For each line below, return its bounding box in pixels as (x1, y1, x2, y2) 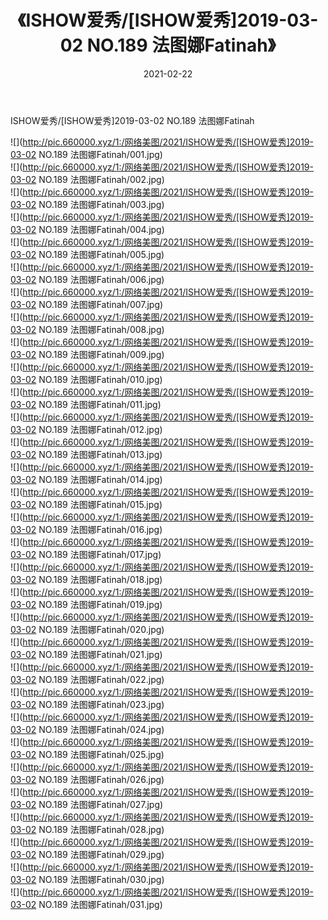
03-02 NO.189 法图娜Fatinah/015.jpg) (10, 498, 163, 510)
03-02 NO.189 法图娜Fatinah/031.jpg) (10, 898, 163, 910)
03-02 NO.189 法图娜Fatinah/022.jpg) (10, 673, 165, 685)
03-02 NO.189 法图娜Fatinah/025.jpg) (10, 748, 165, 760)
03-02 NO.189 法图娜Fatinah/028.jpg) (10, 823, 165, 835)
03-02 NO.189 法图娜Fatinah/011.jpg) (10, 398, 162, 410)
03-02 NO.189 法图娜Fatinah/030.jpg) (10, 873, 165, 885)
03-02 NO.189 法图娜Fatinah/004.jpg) (10, 223, 165, 235)
